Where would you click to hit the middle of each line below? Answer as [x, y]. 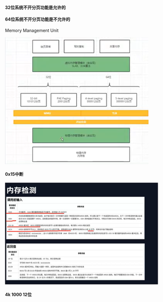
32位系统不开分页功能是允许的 [35, 7]
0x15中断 [14, 174]
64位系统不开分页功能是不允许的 [38, 19]
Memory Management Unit [32, 30]
